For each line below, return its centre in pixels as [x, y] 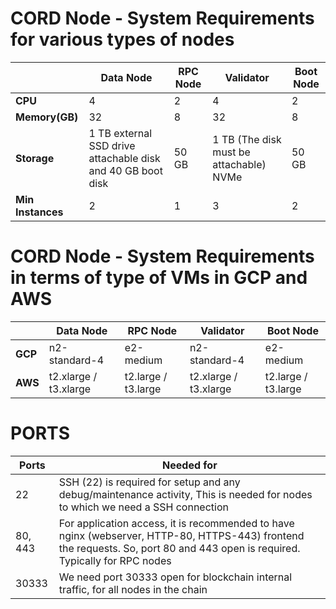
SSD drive [112, 145]
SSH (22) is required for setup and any [149, 482]
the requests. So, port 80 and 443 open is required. [179, 548]
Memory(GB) [47, 117]
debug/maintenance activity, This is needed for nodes [185, 494]
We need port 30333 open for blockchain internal [175, 577]
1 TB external [120, 133]
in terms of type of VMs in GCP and [159, 278]
